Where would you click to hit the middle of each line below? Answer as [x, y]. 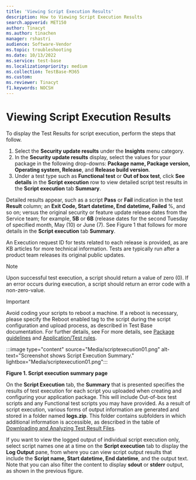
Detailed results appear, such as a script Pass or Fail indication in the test [94, 200]
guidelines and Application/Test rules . [52, 338]
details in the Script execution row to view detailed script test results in [101, 182]
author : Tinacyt [26, 28]
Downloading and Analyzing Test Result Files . [61, 428]
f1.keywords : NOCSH [30, 88]
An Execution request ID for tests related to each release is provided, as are [97, 242]
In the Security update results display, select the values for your [92, 157]
